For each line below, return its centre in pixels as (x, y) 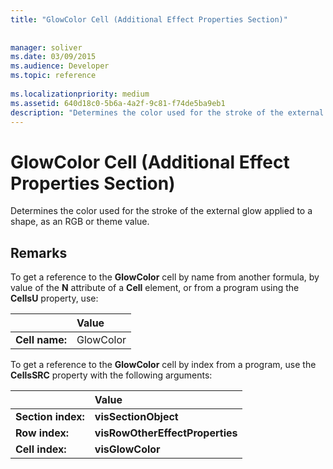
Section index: (50, 417)
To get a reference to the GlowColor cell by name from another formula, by (165, 277)
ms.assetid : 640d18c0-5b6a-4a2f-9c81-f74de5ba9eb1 (118, 103)
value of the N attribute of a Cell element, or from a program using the (155, 288)
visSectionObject (136, 417)
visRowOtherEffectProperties (166, 433)
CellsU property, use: (54, 298)
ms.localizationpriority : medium (80, 94)
